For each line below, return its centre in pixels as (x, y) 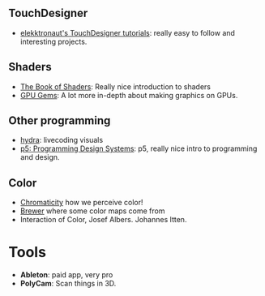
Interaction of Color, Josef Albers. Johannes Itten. (103, 220)
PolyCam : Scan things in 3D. (68, 284)
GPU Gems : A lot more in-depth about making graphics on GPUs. (129, 95)
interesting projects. (53, 41)
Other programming (60, 121)
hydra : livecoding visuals (62, 140)
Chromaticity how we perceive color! (81, 203)
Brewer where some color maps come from (92, 211)
